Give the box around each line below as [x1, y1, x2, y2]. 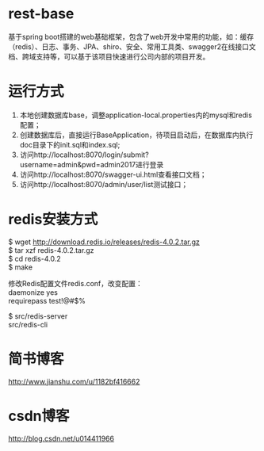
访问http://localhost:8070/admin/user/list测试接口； [19, 179, 189, 189]
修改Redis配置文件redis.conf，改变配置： [8, 278, 143, 288]
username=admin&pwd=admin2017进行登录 [19, 159, 164, 169]
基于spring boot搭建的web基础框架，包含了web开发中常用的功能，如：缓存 [8, 32, 254, 41]
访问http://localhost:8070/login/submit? [19, 150, 149, 159]
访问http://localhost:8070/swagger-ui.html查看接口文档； [19, 170, 207, 179]
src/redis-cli [8, 319, 48, 329]
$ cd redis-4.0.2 [8, 254, 61, 263]
